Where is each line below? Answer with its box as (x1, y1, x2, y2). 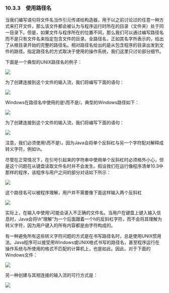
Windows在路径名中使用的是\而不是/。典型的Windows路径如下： (5, 99, 140, 105)
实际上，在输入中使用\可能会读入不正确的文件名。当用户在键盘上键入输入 (5, 210, 157, 216)
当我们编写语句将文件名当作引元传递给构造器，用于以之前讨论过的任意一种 (5, 17, 159, 23)
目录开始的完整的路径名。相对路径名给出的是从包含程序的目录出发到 (18, 42, 159, 48)
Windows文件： (5, 252, 38, 258)
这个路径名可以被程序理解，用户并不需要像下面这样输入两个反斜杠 (5, 190, 142, 196)
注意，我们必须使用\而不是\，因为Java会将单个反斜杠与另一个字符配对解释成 (5, 140, 164, 146)
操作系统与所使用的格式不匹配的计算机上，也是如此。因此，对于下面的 (5, 246, 151, 252)
